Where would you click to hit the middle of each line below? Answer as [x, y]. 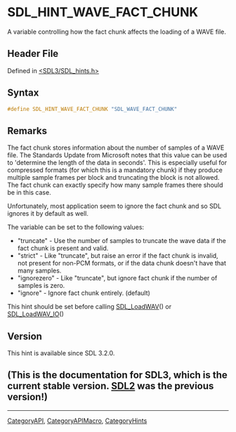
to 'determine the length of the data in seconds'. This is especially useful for [117, 163]
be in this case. [29, 192]
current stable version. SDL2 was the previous [111, 386]
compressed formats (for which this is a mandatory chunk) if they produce [115, 170]
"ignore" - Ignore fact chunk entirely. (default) [84, 293]
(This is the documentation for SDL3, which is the [118, 375]
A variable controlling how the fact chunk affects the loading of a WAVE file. [117, 32]
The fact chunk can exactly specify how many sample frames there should [115, 185]
